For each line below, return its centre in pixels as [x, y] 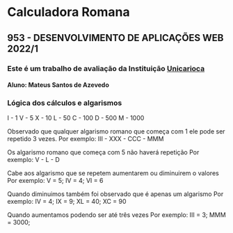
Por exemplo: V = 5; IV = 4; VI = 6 [55, 181]
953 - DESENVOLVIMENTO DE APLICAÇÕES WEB [115, 38]
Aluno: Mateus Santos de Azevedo [58, 85]
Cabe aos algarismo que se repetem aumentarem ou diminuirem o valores [113, 173]
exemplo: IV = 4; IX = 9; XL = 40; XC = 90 [67, 202]
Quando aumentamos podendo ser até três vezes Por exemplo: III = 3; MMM [116, 215]
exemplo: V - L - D [34, 160]
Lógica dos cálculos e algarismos [65, 103]
